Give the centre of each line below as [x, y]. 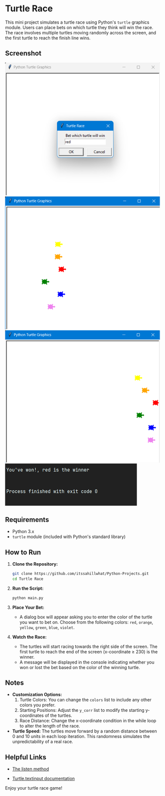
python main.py [28, 598]
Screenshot [23, 53]
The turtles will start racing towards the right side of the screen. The [88, 646]
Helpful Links [26, 757]
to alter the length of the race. [50, 726]
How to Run [23, 552]
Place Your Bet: [28, 607]
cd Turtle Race [28, 579]
